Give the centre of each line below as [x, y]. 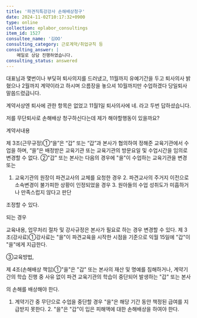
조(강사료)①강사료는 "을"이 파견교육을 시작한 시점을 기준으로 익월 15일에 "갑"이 [98, 237]
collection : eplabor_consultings [47, 28]
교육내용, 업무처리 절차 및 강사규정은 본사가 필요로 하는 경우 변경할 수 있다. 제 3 [97, 229]
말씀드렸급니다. [24, 93]
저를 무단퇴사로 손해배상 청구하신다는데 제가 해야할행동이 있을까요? [83, 118]
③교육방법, [20, 257]
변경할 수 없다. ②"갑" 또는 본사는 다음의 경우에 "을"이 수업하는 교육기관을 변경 [97, 158]
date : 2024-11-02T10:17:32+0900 [46, 17]
